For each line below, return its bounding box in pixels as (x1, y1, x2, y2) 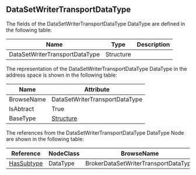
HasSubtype (9, 159, 43, 167)
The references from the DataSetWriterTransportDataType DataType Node (6, 129, 184, 136)
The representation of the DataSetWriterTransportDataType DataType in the (6, 65, 188, 72)
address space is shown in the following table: (6, 71, 118, 78)
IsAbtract (9, 105, 34, 113)
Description (136, 40, 170, 49)
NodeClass (48, 149, 80, 157)
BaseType (9, 114, 36, 122)
